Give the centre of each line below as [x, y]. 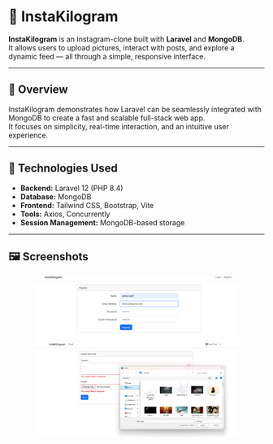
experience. [28, 135]
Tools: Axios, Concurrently [65, 214]
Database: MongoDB [56, 196]
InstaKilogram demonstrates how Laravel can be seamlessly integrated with [135, 109]
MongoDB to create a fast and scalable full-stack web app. [107, 118]
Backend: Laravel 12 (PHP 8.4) [71, 188]
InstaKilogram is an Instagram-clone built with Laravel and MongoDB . [127, 39]
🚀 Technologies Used [63, 169]
